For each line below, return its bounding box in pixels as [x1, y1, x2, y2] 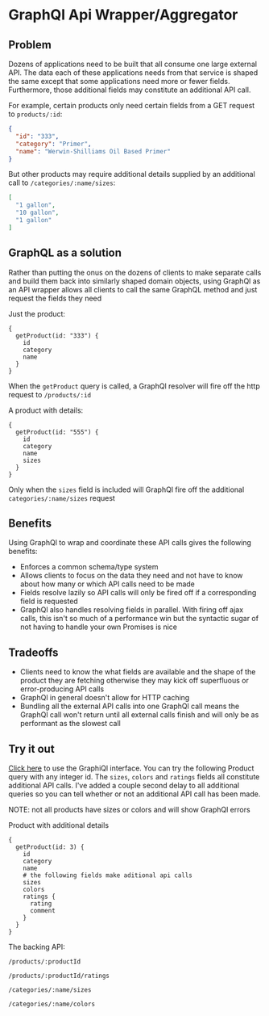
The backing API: [8, 943, 66, 951]
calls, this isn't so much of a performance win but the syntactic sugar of [19, 614, 259, 623]
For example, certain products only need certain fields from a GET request [8, 101, 255, 110]
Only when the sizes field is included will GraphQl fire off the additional [8, 485, 245, 494]
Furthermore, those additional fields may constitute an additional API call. [8, 85, 251, 94]
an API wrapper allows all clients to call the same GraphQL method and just [8, 284, 258, 294]
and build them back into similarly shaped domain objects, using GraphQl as [8, 276, 261, 286]
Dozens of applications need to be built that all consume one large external [8, 59, 258, 69]
